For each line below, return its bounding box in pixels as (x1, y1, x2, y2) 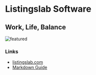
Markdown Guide (12, 65, 48, 71)
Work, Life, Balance (5, 23, 66, 31)
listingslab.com (12, 59, 43, 65)
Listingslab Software (5, 3, 92, 15)
